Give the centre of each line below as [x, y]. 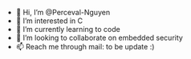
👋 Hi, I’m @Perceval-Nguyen [63, 12]
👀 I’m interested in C [49, 21]
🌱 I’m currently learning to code [68, 29]
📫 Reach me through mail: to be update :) [85, 47]
